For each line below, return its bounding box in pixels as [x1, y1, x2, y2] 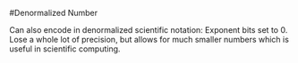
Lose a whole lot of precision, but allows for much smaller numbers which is [9, 35, 289, 44]
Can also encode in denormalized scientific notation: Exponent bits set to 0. [9, 25, 288, 35]
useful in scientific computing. [9, 43, 121, 54]
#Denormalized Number [9, 8, 98, 18]
